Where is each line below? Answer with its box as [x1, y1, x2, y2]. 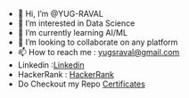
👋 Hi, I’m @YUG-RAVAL [17, 9, 104, 19]
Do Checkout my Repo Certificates [17, 78, 145, 89]
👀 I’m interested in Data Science [17, 18, 136, 29]
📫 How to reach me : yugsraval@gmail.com [17, 47, 180, 57]
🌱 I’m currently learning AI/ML [17, 28, 127, 37]
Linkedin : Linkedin [17, 60, 85, 70]
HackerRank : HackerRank [17, 69, 114, 79]
